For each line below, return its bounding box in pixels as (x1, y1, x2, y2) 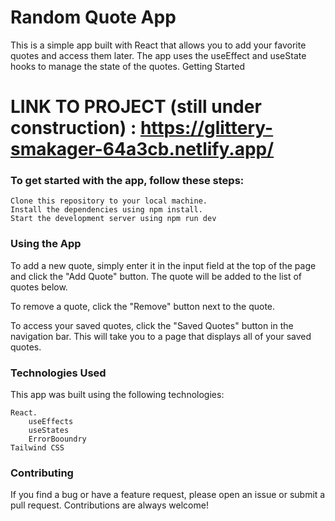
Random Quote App (10, 6, 177, 29)
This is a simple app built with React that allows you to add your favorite (10, 39, 307, 51)
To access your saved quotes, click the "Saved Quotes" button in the (10, 319, 294, 331)
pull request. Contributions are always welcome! (10, 499, 209, 511)
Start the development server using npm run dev (10, 214, 217, 224)
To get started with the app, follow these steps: (10, 174, 245, 188)
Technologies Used (10, 366, 107, 380)
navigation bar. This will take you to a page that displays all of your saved (10, 330, 312, 342)
